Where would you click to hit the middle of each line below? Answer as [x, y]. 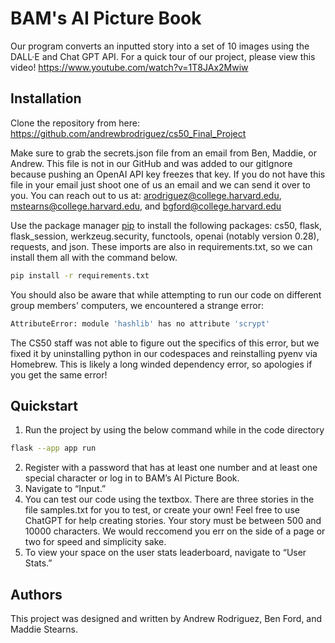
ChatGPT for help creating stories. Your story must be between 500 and [173, 521]
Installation [46, 98]
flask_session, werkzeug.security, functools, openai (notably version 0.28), [165, 236]
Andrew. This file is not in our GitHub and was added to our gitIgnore [151, 163]
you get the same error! [59, 374]
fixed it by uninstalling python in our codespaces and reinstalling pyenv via [164, 353]
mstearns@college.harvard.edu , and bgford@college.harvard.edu [146, 206]
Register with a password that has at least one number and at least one [171, 468]
